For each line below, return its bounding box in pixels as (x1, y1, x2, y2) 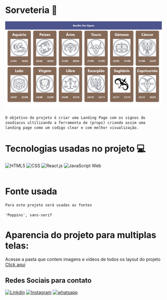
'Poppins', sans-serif (5, 213, 52, 218)
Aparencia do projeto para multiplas (5, 229, 157, 241)
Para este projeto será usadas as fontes (5, 203, 92, 208)
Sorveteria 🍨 (5, 4, 58, 16)
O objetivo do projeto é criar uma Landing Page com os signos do (5, 115, 146, 120)
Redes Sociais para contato (5, 276, 92, 285)
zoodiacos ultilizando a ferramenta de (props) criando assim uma (5, 120, 146, 125)
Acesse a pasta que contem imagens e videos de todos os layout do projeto (5, 257, 161, 263)
